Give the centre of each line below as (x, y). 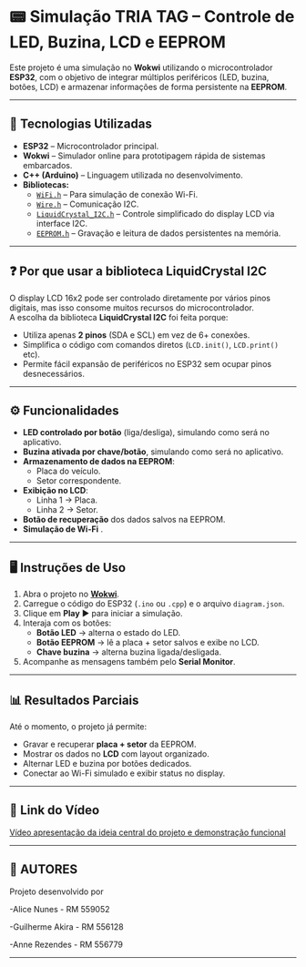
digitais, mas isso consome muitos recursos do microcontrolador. (132, 307)
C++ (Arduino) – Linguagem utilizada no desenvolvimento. (133, 175)
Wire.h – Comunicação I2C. (87, 204)
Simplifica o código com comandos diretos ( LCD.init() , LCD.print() (151, 344)
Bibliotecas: (46, 184)
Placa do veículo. (68, 471)
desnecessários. (53, 373)
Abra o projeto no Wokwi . (71, 594)
